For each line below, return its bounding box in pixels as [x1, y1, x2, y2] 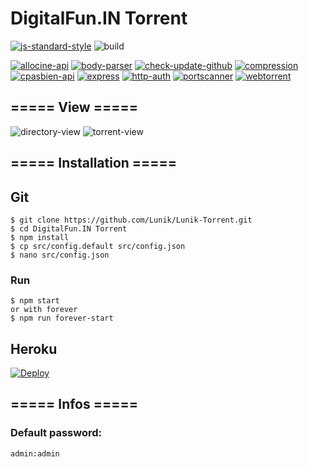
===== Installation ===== [10, 155, 178, 172]
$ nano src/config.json [10, 250, 110, 260]
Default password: [10, 426, 103, 440]
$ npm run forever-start [10, 313, 114, 324]
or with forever [10, 305, 78, 315]
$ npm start [10, 296, 60, 306]
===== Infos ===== [10, 396, 138, 413]
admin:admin [10, 448, 60, 459]
